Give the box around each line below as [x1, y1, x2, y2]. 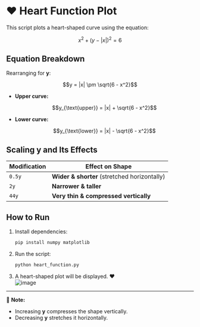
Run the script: [14, 250, 51, 257]
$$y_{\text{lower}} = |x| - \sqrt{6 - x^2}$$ [52, 127, 156, 135]
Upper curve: [14, 92, 49, 100]
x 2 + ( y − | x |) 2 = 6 [78, 35, 122, 44]
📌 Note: [6, 296, 26, 303]
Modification [9, 162, 46, 171]
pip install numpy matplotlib [14, 240, 90, 246]
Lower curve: [14, 116, 49, 123]
